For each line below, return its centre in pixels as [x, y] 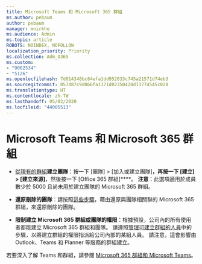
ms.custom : [20, 62]
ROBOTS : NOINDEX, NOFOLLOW [40, 46]
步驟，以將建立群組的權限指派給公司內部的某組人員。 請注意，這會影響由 [106, 235]
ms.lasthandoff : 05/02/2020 [42, 101]
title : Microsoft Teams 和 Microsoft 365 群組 [64, 12]
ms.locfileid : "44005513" [39, 107]
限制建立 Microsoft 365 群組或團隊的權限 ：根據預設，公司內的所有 [98, 220]
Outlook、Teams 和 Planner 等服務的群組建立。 [74, 242]
